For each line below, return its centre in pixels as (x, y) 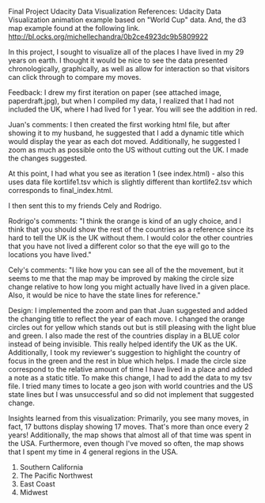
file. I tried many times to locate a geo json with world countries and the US (131, 386)
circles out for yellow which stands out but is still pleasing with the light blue (132, 327)
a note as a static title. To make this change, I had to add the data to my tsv (130, 378)
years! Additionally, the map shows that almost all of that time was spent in (130, 435)
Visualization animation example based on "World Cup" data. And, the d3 (127, 20)
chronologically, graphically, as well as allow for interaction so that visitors (129, 69)
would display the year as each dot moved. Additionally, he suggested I (124, 141)
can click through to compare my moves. (75, 77)
